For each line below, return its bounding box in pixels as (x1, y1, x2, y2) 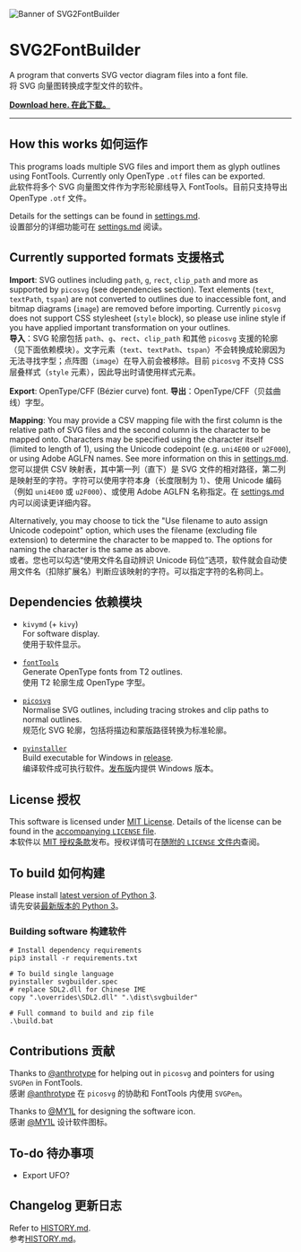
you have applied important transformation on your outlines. (9, 322, 231, 332)
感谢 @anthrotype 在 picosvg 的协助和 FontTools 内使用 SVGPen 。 (9, 1088, 248, 1099)
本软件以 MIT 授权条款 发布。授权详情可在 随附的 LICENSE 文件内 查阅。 (9, 836, 265, 848)
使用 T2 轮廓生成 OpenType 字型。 (21, 677, 150, 688)
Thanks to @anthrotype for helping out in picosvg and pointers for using (9, 1068, 275, 1079)
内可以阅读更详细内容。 (9, 497, 96, 507)
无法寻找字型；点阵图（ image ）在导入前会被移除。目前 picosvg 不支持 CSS (9, 355, 284, 366)
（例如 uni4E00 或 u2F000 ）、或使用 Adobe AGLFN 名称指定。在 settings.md (9, 486, 285, 497)
